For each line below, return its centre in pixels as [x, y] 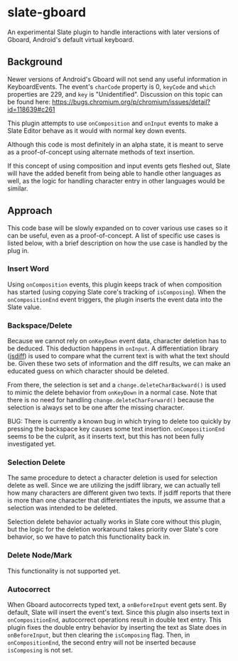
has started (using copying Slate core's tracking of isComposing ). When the [117, 291]
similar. [18, 188]
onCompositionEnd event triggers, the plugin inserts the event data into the [115, 299]
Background [35, 62]
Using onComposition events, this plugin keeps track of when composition [115, 284]
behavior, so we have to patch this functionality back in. [89, 537]
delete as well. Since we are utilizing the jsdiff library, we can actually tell [114, 485]
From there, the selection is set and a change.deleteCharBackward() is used [117, 385]
